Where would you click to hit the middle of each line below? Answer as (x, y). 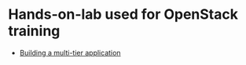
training (34, 31)
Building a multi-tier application (70, 52)
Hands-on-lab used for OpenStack (123, 14)
